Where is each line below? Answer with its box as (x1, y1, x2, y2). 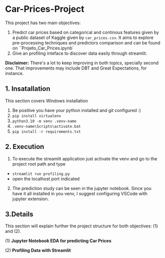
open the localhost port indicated (12, 176, 80, 182)
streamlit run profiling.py (12, 171, 70, 176)
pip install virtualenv (12, 113, 62, 118)
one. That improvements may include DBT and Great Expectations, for (5, 65, 147, 71)
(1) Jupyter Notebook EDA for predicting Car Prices (5, 238, 112, 244)
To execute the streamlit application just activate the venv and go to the (12, 155, 158, 161)
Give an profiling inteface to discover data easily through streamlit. (12, 50, 148, 56)
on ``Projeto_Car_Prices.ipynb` (12, 45, 74, 51)
